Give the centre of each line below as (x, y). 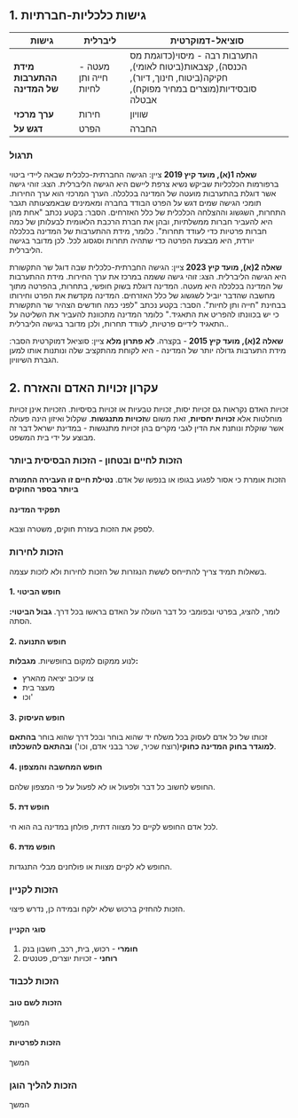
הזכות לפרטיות (35, 1043)
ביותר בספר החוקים (44, 489)
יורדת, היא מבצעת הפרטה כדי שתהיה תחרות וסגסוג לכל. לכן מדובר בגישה (132, 240)
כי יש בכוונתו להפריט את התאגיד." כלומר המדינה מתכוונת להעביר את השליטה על (144, 314)
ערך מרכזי (34, 114)
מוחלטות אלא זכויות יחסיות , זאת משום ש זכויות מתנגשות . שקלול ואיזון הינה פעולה (146, 418)
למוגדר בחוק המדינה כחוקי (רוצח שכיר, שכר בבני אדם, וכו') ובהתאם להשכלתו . (143, 746)
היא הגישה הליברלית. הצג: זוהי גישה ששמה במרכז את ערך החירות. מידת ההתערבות (148, 277)
